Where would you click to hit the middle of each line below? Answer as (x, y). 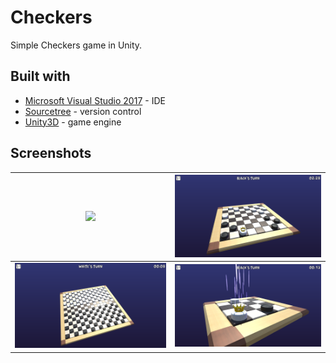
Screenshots (51, 153)
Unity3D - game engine (73, 122)
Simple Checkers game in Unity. (76, 45)
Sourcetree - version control (83, 111)
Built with (40, 76)
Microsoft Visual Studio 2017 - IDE (95, 100)
